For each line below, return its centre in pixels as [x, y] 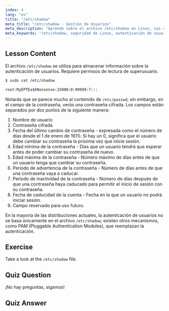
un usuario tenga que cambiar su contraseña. [60, 162]
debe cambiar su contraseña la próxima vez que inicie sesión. [76, 141]
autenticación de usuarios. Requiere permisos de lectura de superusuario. [82, 71]
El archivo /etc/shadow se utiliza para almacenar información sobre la [77, 66]
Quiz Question [28, 275]
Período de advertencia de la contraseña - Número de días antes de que [87, 168]
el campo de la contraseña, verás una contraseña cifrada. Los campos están [84, 104]
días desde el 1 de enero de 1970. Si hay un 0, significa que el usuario [84, 136]
